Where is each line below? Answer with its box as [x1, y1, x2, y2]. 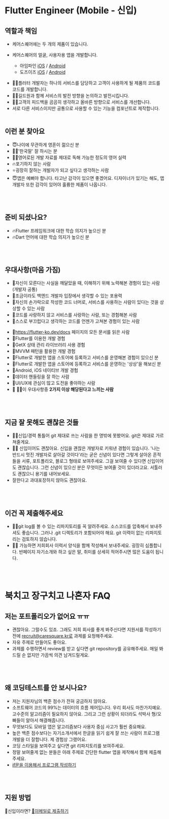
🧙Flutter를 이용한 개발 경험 [12, 335, 65, 341]
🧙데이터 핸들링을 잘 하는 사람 [12, 374, 70, 380]
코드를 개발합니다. [12, 86, 48, 92]
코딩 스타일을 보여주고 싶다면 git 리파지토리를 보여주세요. [12, 743, 125, 749]
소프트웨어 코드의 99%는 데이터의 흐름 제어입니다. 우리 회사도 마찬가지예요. [12, 704, 162, 710]
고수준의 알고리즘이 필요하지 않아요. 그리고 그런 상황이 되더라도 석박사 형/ [12, 710, 158, 717]
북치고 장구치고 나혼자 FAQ [5, 590, 111, 602]
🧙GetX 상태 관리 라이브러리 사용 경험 [12, 342, 85, 348]
